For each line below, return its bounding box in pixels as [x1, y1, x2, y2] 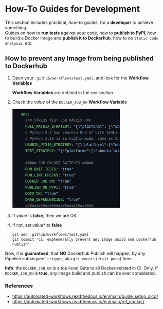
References [5, 282, 33, 289]
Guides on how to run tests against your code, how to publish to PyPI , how [5, 30, 156, 36]
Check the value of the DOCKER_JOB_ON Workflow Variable [12, 99, 127, 105]
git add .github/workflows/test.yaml [12, 232, 89, 237]
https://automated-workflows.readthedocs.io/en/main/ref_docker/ [12, 299, 145, 305]
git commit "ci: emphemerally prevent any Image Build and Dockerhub [12, 237, 157, 242]
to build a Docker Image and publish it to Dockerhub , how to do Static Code [5, 35, 159, 41]
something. [5, 24, 28, 30]
